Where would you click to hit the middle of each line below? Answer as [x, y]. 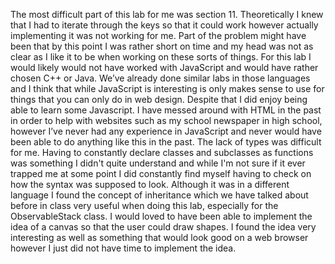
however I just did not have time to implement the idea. [123, 248]
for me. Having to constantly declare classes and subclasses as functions [162, 152]
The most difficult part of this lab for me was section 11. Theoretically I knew [167, 14]
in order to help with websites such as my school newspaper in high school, [166, 120]
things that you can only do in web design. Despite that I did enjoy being [159, 99]
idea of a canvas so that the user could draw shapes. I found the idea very [163, 227]
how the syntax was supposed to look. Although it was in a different [150, 184]
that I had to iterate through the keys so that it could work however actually [164, 25]
